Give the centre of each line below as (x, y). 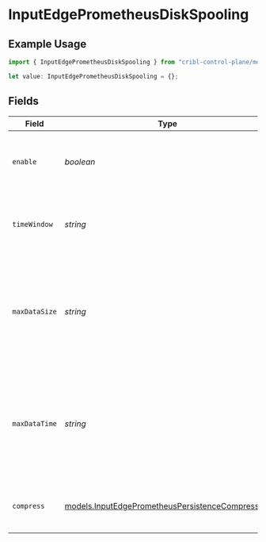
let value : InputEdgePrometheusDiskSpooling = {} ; (93, 76)
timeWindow (32, 224)
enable (25, 161)
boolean (80, 162)
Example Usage (47, 44)
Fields (24, 101)
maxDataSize (35, 311)
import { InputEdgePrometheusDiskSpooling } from (92, 62)
